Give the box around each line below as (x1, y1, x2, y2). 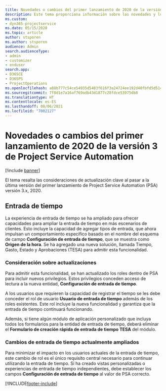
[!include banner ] (5, 167, 41, 173)
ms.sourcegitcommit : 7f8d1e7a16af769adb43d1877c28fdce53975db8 (5, 90, 138, 95)
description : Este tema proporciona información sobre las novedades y (5, 12, 156, 17)
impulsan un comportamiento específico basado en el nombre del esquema (5, 231, 159, 237)
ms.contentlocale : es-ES (5, 100, 56, 105)
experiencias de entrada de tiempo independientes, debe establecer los (5, 366, 152, 372)
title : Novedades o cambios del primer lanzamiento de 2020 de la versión (5, 7, 163, 12)
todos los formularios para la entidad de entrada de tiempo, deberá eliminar (5, 321, 159, 327)
